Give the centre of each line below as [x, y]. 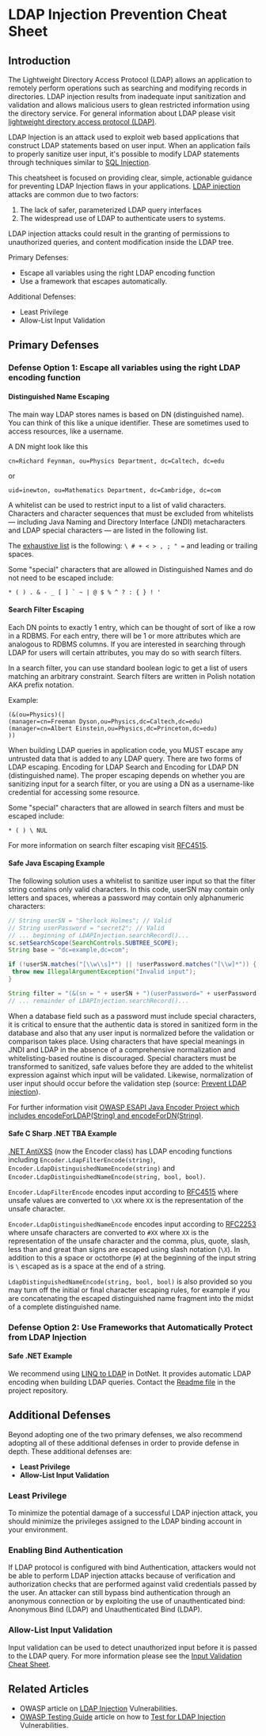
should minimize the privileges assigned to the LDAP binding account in [125, 1521]
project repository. [38, 1391]
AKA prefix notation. [41, 685]
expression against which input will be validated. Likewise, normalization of [131, 1074]
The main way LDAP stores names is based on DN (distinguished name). [126, 414]
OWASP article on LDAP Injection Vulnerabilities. [99, 1708]
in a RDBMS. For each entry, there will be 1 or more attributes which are [125, 635]
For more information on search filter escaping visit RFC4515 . [108, 845]
